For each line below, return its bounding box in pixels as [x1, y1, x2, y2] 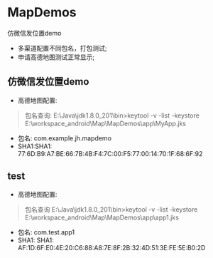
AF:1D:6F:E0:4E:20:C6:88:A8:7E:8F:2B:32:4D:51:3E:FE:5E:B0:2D [17, 243, 206, 252]
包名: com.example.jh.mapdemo [17, 133, 112, 143]
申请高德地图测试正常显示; [17, 53, 95, 61]
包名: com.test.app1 [17, 227, 75, 236]
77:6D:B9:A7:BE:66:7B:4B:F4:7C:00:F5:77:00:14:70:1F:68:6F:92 [17, 149, 203, 158]
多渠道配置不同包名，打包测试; [17, 43, 108, 52]
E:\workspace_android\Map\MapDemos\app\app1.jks [24, 213, 180, 222]
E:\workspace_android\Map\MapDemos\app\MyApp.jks [24, 119, 187, 128]
